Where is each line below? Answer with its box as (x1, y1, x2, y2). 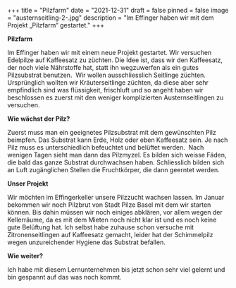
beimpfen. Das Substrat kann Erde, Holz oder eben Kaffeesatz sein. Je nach (7, 136, 228, 144)
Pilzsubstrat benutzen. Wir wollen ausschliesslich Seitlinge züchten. (7, 71, 206, 79)
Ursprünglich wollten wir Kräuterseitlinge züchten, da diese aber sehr (7, 78, 209, 87)
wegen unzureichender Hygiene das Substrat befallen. (7, 238, 166, 246)
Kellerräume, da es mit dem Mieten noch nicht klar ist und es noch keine (7, 215, 217, 224)
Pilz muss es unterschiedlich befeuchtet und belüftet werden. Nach (7, 143, 204, 151)
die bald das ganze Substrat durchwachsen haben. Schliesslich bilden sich (7, 158, 225, 167)
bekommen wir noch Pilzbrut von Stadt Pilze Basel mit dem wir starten (7, 200, 211, 209)
